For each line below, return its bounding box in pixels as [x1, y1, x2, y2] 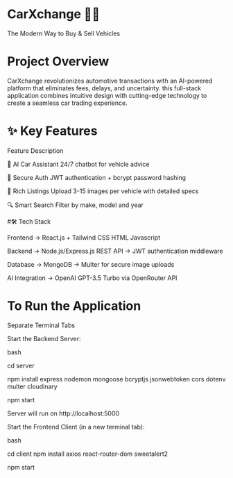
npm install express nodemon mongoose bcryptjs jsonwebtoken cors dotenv [7, 374, 226, 383]
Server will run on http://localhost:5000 [7, 409, 120, 418]
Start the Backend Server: [7, 334, 81, 343]
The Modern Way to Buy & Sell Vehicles [7, 29, 120, 38]
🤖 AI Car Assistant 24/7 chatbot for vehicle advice [7, 160, 150, 168]
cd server [7, 361, 35, 370]
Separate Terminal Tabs [7, 321, 75, 329]
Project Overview [7, 53, 110, 69]
